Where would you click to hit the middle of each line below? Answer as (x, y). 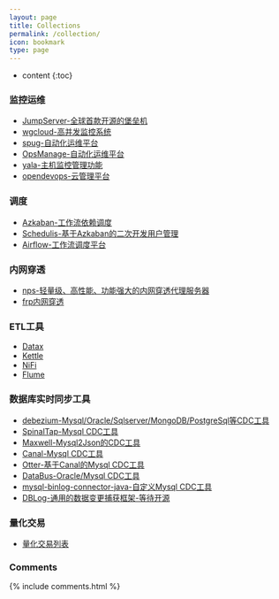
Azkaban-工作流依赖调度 (67, 222)
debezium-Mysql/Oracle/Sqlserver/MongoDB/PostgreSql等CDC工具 (146, 420)
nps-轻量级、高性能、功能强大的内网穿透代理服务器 (116, 291)
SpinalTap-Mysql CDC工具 (70, 431)
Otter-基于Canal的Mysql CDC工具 (83, 465)
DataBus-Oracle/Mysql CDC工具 (81, 475)
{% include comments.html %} (65, 587)
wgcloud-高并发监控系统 (67, 132)
